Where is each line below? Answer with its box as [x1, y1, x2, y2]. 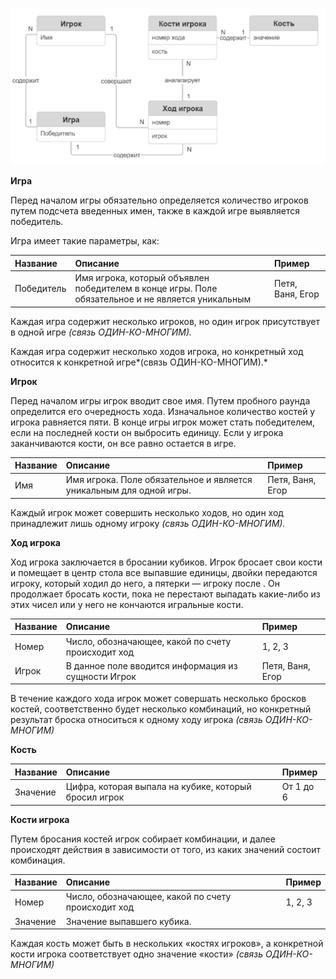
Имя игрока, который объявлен [74, 272, 210, 283]
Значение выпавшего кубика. [65, 915, 192, 927]
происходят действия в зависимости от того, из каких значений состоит [10, 843, 322, 855]
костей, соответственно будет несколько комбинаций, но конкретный [10, 703, 312, 715]
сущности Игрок [65, 670, 137, 682]
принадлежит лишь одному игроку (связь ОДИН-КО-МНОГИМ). [10, 517, 286, 529]
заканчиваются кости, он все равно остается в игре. [10, 437, 237, 449]
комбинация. [10, 854, 66, 866]
